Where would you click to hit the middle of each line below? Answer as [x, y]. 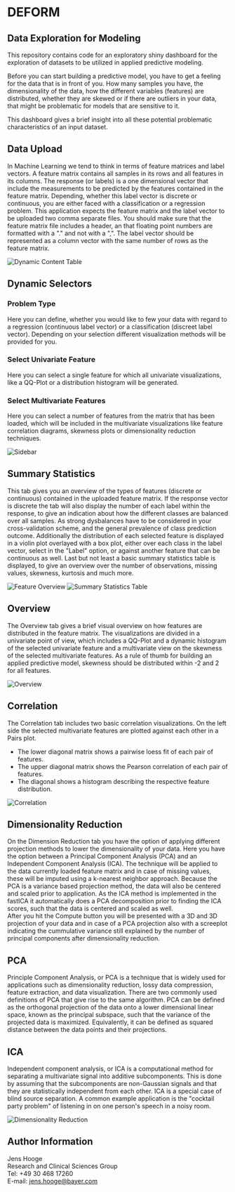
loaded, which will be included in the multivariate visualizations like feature [115, 424]
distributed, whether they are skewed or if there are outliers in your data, [112, 98]
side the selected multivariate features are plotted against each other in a [113, 731]
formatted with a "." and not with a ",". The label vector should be [101, 233]
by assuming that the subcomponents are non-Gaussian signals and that [112, 1083]
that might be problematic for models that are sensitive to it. [94, 106]
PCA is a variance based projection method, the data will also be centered [114, 886]
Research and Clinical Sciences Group [62, 1166]
